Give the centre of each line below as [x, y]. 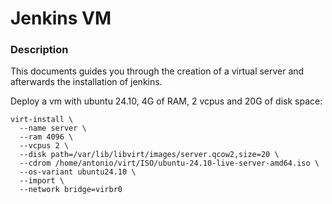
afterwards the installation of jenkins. [86, 82]
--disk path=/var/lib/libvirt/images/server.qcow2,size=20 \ [149, 155]
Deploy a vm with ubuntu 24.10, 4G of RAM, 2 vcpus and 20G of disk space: [166, 101]
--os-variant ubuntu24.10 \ [78, 172]
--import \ [42, 181]
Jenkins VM [61, 18]
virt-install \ [42, 120]
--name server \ [53, 128]
